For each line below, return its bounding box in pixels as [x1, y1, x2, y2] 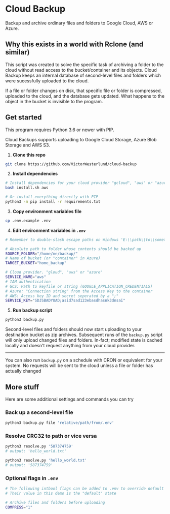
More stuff [5, 382, 39, 391]
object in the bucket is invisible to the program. [5, 98, 103, 104]
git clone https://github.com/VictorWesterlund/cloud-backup [5, 161, 137, 167]
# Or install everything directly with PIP [5, 194, 99, 200]
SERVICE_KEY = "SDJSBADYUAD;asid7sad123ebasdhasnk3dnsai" [5, 298, 125, 303]
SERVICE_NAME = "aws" [5, 275, 47, 280]
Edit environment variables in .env [12, 227, 86, 233]
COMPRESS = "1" [5, 504, 33, 510]
